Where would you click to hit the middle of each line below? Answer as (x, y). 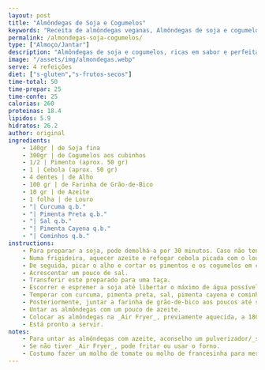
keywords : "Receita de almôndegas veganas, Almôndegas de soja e (118, 30)
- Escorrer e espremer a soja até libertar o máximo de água (125, 288)
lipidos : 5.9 (30, 119)
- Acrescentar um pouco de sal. (75, 273)
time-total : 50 (33, 81)
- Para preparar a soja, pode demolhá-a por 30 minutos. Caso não (134, 251)
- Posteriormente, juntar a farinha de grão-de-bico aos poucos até (137, 302)
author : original (37, 133)
